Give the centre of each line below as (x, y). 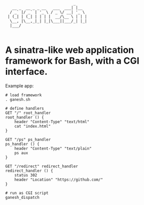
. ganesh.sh (18, 99)
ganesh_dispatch (22, 197)
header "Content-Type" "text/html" (52, 122)
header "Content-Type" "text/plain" (53, 149)
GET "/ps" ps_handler (28, 139)
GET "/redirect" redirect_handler (42, 166)
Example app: (20, 85)
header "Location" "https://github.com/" (59, 180)
